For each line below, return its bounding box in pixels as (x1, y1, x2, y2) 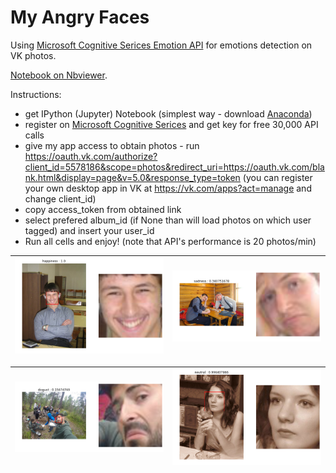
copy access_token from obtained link (24, 203, 182, 215)
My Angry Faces (10, 6, 150, 29)
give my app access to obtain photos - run (24, 139, 200, 151)
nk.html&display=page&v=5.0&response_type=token (24, 171, 241, 183)
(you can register (242, 171, 313, 183)
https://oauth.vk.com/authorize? (24, 150, 158, 162)
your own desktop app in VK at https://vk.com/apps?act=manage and (24, 182, 312, 194)
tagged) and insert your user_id (24, 224, 155, 236)
